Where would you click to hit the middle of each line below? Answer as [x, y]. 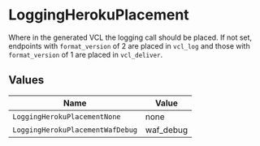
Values [26, 80]
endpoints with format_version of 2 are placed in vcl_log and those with [129, 45]
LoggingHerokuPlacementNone [67, 116]
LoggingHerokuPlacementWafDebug [75, 130]
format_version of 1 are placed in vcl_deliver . [86, 54]
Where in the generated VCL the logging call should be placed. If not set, [130, 37]
